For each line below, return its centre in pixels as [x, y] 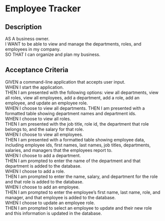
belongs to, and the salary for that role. [45, 129]
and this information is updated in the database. [54, 213]
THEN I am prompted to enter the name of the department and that [73, 161]
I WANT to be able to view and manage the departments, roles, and [73, 44]
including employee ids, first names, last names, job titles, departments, [78, 145]
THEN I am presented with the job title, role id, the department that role [77, 124]
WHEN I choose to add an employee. [42, 187]
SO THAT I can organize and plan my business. [53, 54]
